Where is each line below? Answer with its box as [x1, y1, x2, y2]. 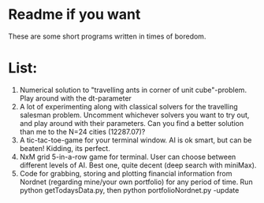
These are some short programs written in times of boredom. [8, 31, 206, 41]
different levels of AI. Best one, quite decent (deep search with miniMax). [19, 160, 257, 170]
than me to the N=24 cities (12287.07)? [19, 127, 146, 136]
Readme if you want [8, 6, 141, 24]
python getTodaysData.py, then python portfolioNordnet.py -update [19, 185, 240, 194]
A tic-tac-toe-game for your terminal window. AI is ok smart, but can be [19, 135, 252, 145]
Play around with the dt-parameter [19, 93, 132, 103]
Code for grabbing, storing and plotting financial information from [19, 168, 232, 178]
